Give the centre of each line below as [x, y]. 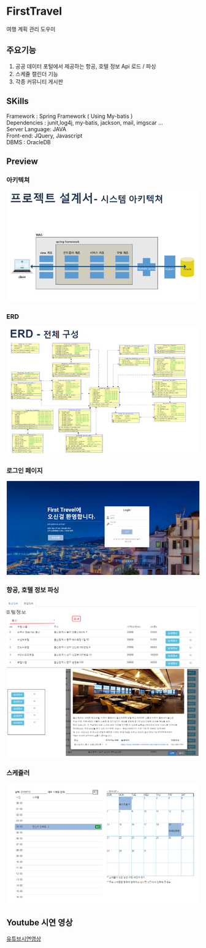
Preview [22, 161]
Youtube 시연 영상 [40, 923]
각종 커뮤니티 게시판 [39, 82]
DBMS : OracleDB [29, 142]
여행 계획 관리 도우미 [31, 29]
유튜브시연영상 [24, 938]
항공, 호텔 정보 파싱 [33, 590]
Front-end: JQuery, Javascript [44, 136]
